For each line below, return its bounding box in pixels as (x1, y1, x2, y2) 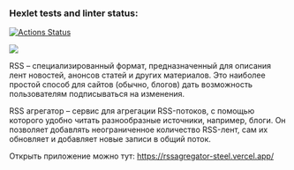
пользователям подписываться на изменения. (9, 89, 185, 100)
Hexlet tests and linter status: (9, 7, 139, 19)
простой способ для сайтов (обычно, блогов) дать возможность (9, 79, 253, 90)
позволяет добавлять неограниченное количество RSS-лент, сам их (9, 124, 268, 135)
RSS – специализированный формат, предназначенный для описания (9, 61, 272, 71)
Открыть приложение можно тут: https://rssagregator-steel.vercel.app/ (9, 151, 275, 161)
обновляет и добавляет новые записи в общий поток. (9, 134, 212, 144)
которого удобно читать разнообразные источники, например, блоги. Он (9, 115, 286, 126)
